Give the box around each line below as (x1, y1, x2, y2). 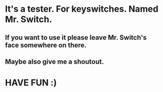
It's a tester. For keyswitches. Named (5, 3, 159, 15)
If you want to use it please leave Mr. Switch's (5, 33, 147, 42)
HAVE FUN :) (5, 77, 57, 89)
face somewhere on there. (5, 41, 87, 49)
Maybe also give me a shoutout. (5, 57, 104, 66)
